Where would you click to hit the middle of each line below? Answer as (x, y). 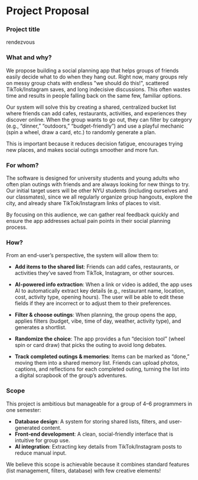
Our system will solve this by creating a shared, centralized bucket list (91, 107)
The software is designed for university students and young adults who (93, 178)
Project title (23, 30)
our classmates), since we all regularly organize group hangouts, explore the (99, 197)
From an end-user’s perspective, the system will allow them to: (82, 255)
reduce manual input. (40, 453)
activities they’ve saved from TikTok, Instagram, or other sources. (94, 273)
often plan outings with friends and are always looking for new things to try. (98, 184)
